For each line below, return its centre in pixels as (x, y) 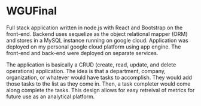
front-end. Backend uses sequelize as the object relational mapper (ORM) (97, 34)
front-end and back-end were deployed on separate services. (82, 53)
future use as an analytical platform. (51, 96)
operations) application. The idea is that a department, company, (86, 71)
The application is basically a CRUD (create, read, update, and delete (91, 65)
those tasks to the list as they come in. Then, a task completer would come (98, 84)
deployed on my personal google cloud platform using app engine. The (94, 47)
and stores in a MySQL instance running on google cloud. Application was (97, 40)
